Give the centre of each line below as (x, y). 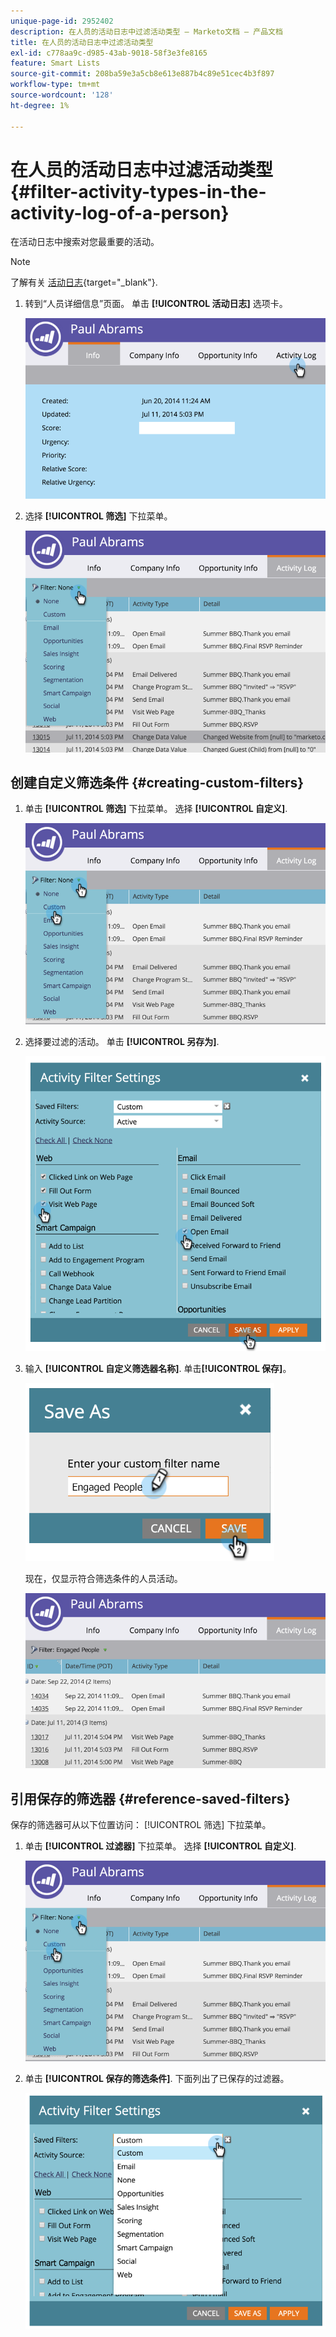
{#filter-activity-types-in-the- (138, 191)
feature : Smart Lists (55, 63)
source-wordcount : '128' (62, 95)
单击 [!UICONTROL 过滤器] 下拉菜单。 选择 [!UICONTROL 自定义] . (160, 1846)
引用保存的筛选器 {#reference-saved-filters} (150, 1798)
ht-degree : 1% (40, 105)
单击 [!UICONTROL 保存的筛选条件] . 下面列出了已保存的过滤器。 (157, 2079)
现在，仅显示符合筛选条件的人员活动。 (103, 1578)
